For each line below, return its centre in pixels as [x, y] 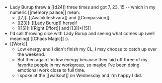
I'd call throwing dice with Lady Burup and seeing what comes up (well [82, 33]
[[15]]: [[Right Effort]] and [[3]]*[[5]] [54, 28]
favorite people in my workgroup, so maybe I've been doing [78, 65]
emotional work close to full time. [51, 70]
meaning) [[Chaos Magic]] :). [40, 39]
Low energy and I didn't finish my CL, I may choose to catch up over [87, 49]
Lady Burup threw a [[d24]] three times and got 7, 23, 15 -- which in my [82, 7]
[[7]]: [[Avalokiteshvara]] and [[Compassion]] [63, 18]
